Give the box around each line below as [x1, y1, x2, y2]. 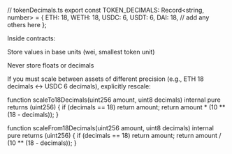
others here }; [7, 21, 47, 29]
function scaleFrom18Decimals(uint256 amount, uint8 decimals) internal [7, 124, 215, 132]
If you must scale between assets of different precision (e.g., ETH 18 [7, 75, 204, 83]
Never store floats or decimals [7, 61, 94, 69]
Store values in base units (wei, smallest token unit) [7, 48, 155, 56]
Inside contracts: [7, 34, 56, 43]
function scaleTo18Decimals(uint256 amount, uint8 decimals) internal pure [7, 95, 222, 104]
